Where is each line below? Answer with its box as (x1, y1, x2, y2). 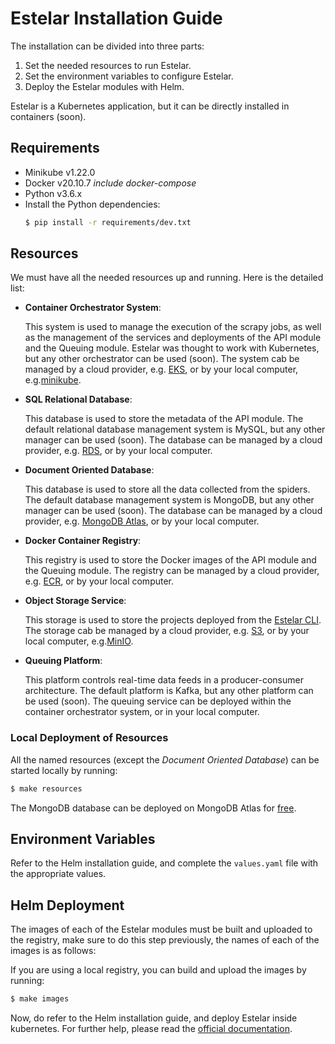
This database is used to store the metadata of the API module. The (24, 413, 304, 425)
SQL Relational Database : (24, 393, 133, 406)
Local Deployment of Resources (10, 731, 169, 745)
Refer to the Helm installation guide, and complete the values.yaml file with (10, 857, 319, 869)
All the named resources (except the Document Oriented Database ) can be (10, 753, 320, 766)
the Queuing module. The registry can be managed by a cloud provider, (24, 565, 320, 577)
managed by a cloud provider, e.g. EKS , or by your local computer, (24, 363, 299, 376)
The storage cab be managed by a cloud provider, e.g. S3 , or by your (24, 625, 310, 637)
